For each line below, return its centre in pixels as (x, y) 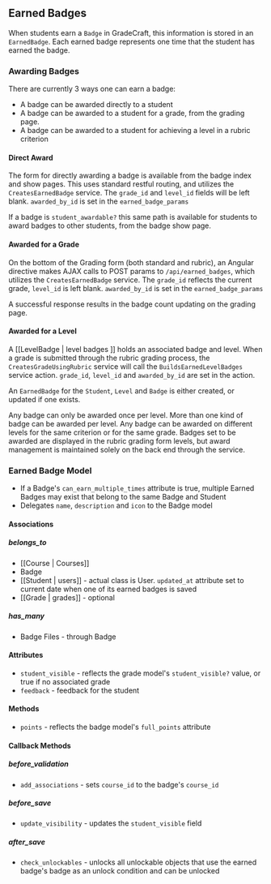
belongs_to (28, 543)
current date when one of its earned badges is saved (108, 589)
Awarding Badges (44, 71)
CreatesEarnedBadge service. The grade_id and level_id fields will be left (129, 193)
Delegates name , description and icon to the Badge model (116, 505)
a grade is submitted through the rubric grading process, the (109, 358)
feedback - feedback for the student (80, 690)
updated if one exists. (44, 399)
